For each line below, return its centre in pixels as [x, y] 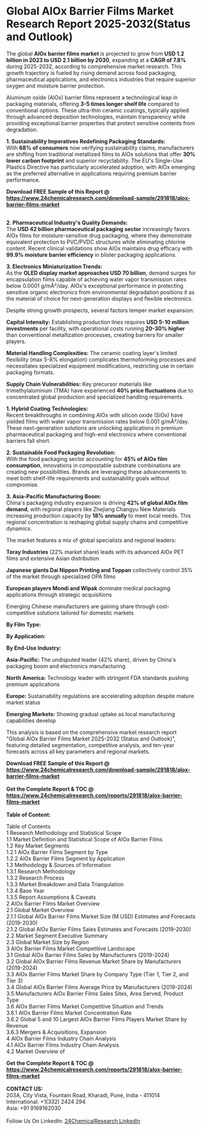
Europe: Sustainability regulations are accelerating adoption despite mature [100, 696]
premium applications [33, 684]
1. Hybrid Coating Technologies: [47, 408]
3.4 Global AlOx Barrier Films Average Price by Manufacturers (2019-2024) [99, 987]
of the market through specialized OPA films [61, 576]
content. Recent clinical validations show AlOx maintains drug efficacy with [99, 248]
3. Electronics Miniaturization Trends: [55, 266]
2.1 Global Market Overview [40, 910]
